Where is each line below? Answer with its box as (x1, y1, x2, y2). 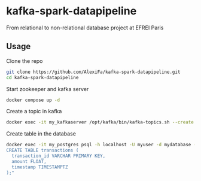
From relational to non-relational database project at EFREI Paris (6, 24, 164, 31)
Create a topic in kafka (6, 108, 62, 115)
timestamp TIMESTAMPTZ (11, 164, 68, 170)
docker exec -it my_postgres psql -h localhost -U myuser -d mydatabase (6, 142, 191, 148)
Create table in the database (6, 130, 77, 137)
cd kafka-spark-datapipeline (6, 74, 79, 80)
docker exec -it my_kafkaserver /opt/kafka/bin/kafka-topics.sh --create (6, 119, 194, 125)
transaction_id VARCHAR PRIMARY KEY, (11, 153, 106, 159)
